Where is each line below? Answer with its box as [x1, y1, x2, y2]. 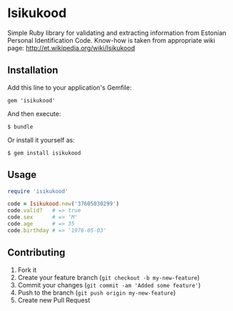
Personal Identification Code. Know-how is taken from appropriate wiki [7, 36, 216, 44]
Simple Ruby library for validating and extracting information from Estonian [7, 28, 227, 37]
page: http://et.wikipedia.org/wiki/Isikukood [7, 43, 135, 52]
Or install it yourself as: [7, 135, 75, 144]
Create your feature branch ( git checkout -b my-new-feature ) [17, 273, 200, 282]
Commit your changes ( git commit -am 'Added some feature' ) [17, 280, 201, 289]
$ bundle [7, 123, 33, 130]
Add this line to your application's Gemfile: [7, 83, 132, 92]
